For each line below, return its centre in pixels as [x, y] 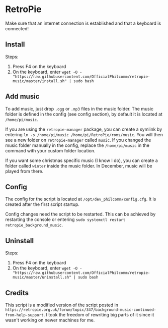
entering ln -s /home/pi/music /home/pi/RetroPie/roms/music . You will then [84, 134]
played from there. [24, 171]
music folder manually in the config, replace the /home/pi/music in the [77, 145]
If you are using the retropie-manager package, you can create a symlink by [84, 129]
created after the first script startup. [42, 204]
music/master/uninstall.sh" [42, 278]
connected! [17, 28]
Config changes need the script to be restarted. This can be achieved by [80, 214]
